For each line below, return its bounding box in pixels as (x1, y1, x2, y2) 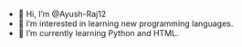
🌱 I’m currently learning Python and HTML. (17, 28, 179, 38)
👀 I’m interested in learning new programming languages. (17, 18, 234, 29)
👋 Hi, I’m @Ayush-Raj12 (17, 9, 107, 19)
